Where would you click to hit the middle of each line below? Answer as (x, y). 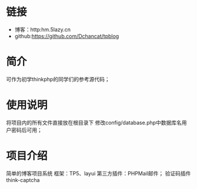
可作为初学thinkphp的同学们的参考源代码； (58, 79)
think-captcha (23, 180)
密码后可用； (26, 130)
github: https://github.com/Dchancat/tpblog (67, 36)
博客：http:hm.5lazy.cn (43, 29)
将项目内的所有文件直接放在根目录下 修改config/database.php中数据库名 (94, 122)
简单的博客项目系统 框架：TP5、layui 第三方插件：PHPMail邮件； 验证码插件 (98, 173)
